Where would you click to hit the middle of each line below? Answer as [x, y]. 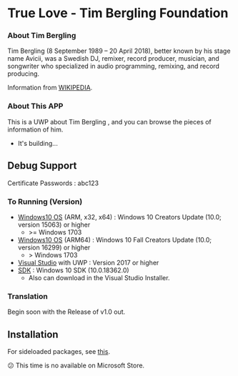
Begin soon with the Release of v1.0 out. [66, 312]
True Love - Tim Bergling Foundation [118, 13]
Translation [28, 296]
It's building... [38, 143]
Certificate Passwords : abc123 [53, 183]
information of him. [35, 129]
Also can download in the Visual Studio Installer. [99, 277]
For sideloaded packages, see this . [59, 351]
